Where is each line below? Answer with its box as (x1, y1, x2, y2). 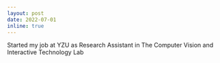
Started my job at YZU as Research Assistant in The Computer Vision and (7, 41, 214, 49)
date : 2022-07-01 (7, 16, 57, 23)
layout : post (7, 9, 44, 17)
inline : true (7, 22, 44, 29)
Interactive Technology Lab (7, 48, 84, 56)
